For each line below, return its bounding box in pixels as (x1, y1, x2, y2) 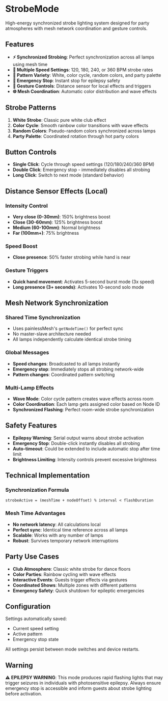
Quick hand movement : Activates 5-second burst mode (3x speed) (12, 278, 155, 285)
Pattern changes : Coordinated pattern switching (12, 371, 115, 377)
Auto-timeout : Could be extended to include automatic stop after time (12, 445, 160, 452)
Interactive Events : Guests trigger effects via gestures (12, 576, 128, 583)
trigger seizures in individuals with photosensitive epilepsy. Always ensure (5, 680, 161, 686)
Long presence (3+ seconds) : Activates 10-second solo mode (12, 284, 144, 290)
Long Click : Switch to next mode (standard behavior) (12, 172, 124, 178)
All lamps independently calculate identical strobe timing (12, 337, 131, 343)
